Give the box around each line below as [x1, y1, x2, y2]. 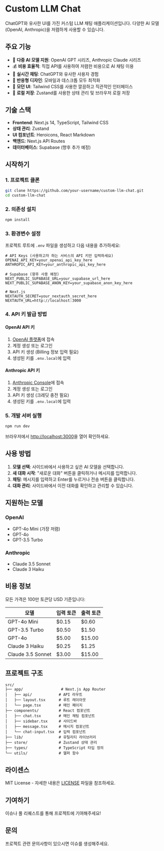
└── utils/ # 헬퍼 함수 [5, 751, 80, 756]
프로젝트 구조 [5, 669, 43, 677]
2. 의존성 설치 [5, 205, 36, 212]
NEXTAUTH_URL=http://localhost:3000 [5, 298, 81, 303]
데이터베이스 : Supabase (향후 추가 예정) [12, 144, 91, 150]
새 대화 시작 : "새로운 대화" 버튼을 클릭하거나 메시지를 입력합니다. [12, 470, 137, 476]
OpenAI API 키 [5, 324, 35, 330]
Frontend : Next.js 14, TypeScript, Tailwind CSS [12, 119, 109, 125]
